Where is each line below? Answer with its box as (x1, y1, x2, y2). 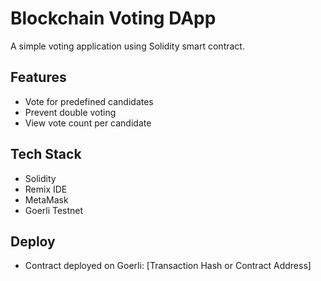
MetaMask (24, 193, 69, 206)
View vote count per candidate (24, 117, 152, 129)
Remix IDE (24, 183, 68, 195)
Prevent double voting (24, 106, 117, 118)
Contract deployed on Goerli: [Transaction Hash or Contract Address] (24, 260, 312, 272)
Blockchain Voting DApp (10, 7, 217, 30)
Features (10, 69, 67, 86)
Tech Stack (10, 146, 82, 163)
